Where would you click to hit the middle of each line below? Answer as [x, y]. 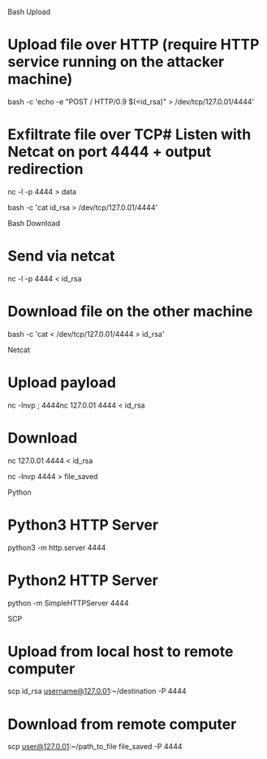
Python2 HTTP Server [83, 580]
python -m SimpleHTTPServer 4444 [68, 603]
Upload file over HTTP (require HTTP [133, 45]
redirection [45, 169]
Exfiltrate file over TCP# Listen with [129, 135]
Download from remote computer [122, 724]
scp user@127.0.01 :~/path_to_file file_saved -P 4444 [95, 747]
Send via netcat [61, 256]
